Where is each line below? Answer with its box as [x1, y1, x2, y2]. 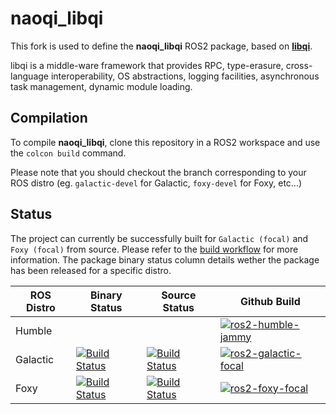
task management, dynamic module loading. [10, 80, 193, 92]
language [10, 70, 49, 82]
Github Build [239, 294, 301, 308]
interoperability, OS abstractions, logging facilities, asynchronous [50, 70, 320, 82]
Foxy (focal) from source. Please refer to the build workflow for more [10, 243, 299, 255]
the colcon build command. [10, 147, 127, 159]
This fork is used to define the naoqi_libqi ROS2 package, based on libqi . [10, 40, 313, 52]
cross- [285, 59, 313, 71]
